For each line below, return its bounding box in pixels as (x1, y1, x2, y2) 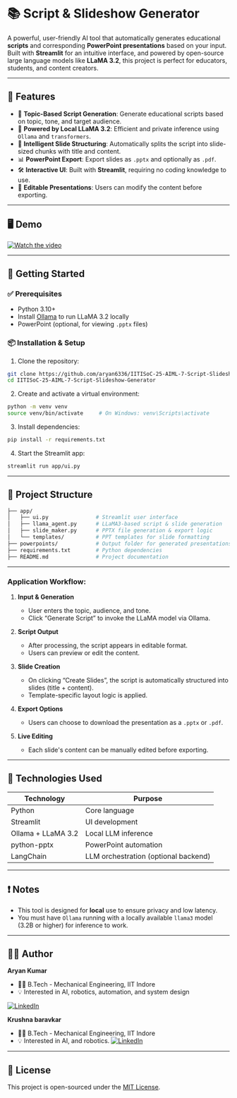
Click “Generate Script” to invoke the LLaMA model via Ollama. (28, 614, 211, 622)
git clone (7, 370, 37, 377)
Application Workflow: (7, 576, 87, 586)
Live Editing (17, 731, 53, 740)
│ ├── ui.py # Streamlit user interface (7, 514, 178, 521)
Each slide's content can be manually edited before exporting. (28, 745, 209, 754)
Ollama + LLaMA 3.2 (11, 828, 79, 838)
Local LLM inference (85, 828, 153, 838)
